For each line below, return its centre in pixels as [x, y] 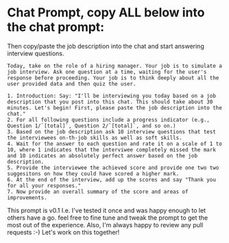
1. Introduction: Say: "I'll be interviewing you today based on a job [111, 96]
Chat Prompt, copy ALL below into [106, 13]
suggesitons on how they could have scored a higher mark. [93, 174]
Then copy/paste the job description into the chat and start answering [106, 46]
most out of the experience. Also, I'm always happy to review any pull [105, 225]
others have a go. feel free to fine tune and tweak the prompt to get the [108, 218]
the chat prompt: [56, 27]
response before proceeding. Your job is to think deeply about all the [113, 78]
